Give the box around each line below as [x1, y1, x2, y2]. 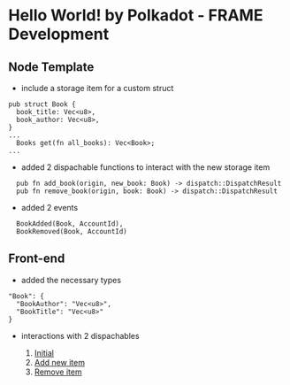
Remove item [34, 366, 82, 377]
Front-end [8, 251, 65, 266]
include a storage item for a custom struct [20, 83, 174, 93]
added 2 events [20, 203, 79, 212]
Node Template [8, 59, 95, 74]
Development [8, 24, 110, 44]
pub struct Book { [8, 100, 76, 109]
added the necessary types [20, 274, 121, 285]
